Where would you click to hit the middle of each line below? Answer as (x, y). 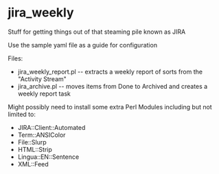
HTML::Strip (35, 149)
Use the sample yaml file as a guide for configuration (82, 45)
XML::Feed (33, 164)
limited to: (22, 114)
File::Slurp (32, 142)
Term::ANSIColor (42, 135)
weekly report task (44, 94)
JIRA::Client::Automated (51, 127)
